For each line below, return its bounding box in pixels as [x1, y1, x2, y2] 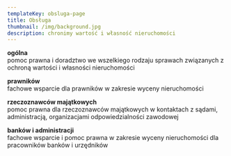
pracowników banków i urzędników [7, 141, 109, 150]
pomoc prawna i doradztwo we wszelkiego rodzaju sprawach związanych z [7, 56, 224, 65]
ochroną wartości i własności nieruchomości [7, 63, 135, 72]
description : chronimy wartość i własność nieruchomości [7, 29, 176, 37]
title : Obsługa [7, 17, 51, 24]
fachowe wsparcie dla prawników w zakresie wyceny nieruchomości [7, 84, 204, 93]
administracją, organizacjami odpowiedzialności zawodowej [7, 113, 179, 121]
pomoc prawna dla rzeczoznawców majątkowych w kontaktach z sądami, [7, 105, 218, 114]
